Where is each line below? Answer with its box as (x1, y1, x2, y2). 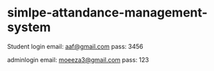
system (7, 19, 51, 35)
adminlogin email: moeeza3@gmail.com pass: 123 (7, 55, 150, 63)
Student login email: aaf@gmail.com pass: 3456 (7, 42, 144, 50)
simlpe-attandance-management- (7, 5, 208, 21)
